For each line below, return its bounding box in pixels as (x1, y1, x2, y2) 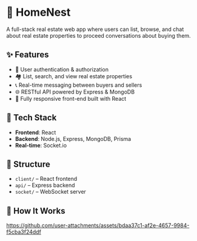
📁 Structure (6, 159, 50, 169)
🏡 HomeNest (6, 5, 71, 19)
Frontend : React (15, 129, 56, 136)
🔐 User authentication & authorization (15, 66, 109, 73)
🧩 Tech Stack (6, 112, 57, 123)
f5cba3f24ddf (6, 228, 41, 236)
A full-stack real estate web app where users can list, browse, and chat (6, 25, 184, 33)
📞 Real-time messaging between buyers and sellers (15, 81, 142, 89)
